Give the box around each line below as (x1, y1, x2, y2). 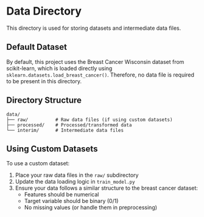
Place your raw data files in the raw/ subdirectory (15, 171, 139, 179)
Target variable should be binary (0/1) (24, 198, 119, 205)
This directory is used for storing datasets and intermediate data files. (6, 24, 181, 32)
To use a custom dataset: (6, 160, 70, 167)
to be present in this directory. (6, 77, 82, 84)
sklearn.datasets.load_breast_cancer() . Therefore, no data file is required (6, 71, 195, 78)
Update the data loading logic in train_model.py (15, 178, 135, 185)
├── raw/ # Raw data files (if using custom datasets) (6, 117, 173, 123)
